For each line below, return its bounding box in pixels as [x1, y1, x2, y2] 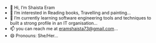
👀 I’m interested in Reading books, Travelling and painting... [9, 10, 131, 16]
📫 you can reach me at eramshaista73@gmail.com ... [9, 26, 118, 31]
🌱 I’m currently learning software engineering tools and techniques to [9, 15, 152, 21]
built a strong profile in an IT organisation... [9, 20, 98, 26]
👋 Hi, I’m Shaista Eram [9, 5, 55, 10]
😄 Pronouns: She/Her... [9, 33, 58, 39]
